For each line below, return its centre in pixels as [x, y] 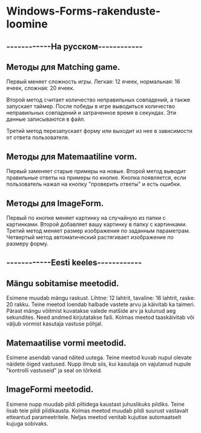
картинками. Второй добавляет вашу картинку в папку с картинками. [97, 224]
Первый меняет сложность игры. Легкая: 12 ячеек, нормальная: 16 [93, 82]
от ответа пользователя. [38, 137]
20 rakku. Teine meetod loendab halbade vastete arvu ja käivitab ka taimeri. [101, 304]
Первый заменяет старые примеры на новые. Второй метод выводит [96, 171]
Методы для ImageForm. [55, 203]
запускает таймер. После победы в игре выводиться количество [91, 106]
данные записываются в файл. [46, 119]
